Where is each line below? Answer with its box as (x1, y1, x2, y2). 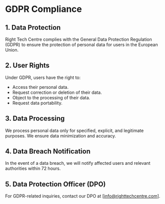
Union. (5, 47, 19, 53)
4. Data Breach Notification (5, 147, 91, 156)
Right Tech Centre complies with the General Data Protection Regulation (5, 36, 152, 42)
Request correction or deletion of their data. (12, 89, 102, 95)
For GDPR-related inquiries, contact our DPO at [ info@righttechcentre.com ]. (5, 193, 161, 199)
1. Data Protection (5, 23, 61, 32)
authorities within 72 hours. (5, 165, 61, 172)
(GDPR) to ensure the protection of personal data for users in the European (5, 42, 158, 48)
